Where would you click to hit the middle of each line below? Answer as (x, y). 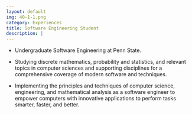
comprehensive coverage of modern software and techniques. (91, 74)
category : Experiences (34, 22)
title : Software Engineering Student (53, 28)
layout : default (26, 12)
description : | (25, 34)
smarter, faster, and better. (47, 105)
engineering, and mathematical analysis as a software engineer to (95, 92)
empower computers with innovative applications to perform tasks (95, 99)
